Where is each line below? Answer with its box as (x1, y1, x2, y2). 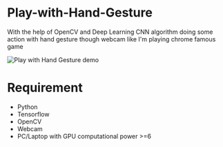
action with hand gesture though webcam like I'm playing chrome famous (7, 35, 216, 43)
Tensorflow (17, 110, 50, 118)
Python (17, 102, 38, 111)
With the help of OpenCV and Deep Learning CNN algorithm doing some (7, 28, 213, 36)
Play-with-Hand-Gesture (7, 5, 153, 21)
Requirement (7, 80, 83, 96)
